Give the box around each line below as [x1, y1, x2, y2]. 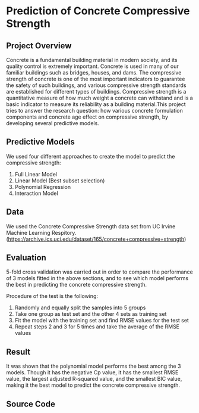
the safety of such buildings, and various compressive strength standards [6, 82, 187, 89]
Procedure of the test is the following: [6, 293, 99, 300]
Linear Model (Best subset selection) [14, 177, 105, 184]
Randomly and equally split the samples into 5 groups [14, 304, 146, 311]
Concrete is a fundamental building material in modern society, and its [6, 57, 178, 63]
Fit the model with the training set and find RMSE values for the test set [14, 317, 189, 324]
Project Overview [6, 41, 72, 51]
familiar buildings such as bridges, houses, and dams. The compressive [6, 69, 182, 76]
